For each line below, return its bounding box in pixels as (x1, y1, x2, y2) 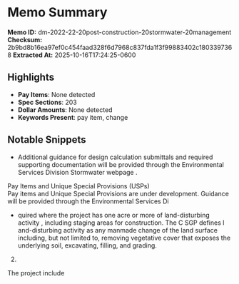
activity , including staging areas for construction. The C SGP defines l (17, 218, 225, 227)
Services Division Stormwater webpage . (17, 168, 138, 176)
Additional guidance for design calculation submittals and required (17, 153, 213, 161)
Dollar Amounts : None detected (17, 105, 113, 114)
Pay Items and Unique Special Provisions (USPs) (7, 181, 150, 190)
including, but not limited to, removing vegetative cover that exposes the (17, 233, 230, 242)
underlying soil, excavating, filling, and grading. (17, 240, 157, 250)
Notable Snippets (7, 133, 87, 146)
